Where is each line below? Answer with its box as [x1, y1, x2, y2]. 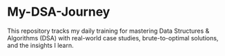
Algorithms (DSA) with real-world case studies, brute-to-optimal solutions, [7, 33, 219, 42]
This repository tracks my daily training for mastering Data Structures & [7, 27, 210, 35]
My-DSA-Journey [7, 4, 110, 20]
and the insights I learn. [7, 41, 74, 49]
